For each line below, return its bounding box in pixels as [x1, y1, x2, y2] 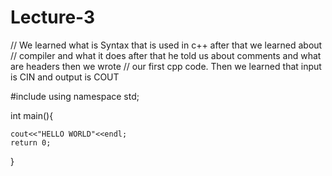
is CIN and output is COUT [10, 71, 120, 83]
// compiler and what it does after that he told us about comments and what [10, 49, 322, 61]
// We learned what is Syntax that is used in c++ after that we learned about [10, 39, 323, 51]
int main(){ [10, 109, 54, 121]
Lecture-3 [10, 6, 96, 29]
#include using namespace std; [10, 90, 140, 102]
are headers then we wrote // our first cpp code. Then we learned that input [10, 60, 322, 72]
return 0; [10, 137, 52, 148]
